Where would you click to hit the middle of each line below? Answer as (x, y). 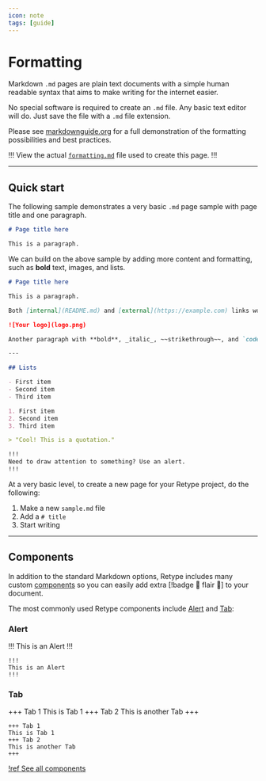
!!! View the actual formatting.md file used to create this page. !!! (113, 155)
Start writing (40, 524)
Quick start (36, 187)
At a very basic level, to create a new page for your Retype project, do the (129, 484)
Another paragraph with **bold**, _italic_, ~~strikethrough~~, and (123, 339)
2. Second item (33, 418)
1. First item (32, 411)
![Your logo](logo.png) (47, 325)
